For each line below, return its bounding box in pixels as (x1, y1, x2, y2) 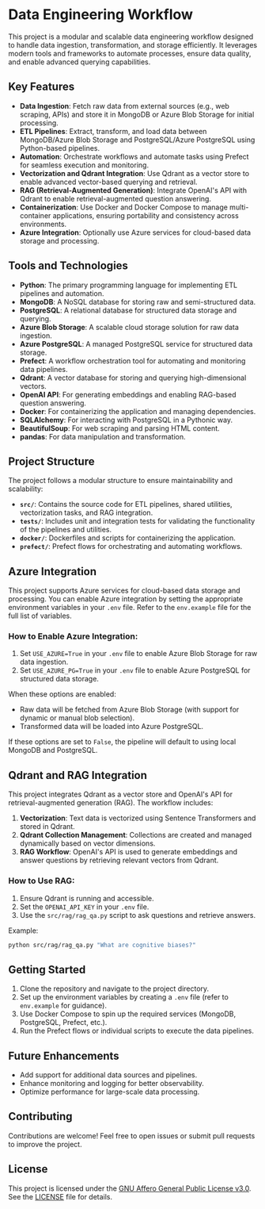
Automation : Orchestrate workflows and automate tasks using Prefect (19, 152, 249, 161)
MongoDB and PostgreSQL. (8, 746, 98, 755)
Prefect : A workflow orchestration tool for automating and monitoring (19, 355, 246, 366)
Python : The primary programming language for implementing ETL (19, 280, 238, 290)
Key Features (8, 80, 75, 94)
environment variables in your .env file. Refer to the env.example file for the (8, 603, 252, 612)
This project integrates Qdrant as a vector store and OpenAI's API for (8, 789, 233, 799)
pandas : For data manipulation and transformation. (19, 432, 186, 441)
